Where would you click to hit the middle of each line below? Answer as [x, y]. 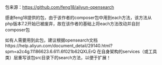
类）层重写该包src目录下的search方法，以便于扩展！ [58, 57]
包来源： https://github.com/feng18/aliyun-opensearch [59, 7]
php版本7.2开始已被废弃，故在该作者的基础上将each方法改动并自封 [73, 24]
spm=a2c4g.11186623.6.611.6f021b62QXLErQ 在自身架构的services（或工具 [81, 51]
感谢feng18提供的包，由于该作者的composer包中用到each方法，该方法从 [79, 18]
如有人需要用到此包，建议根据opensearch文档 [51, 40]
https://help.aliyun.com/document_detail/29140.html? [59, 46]
